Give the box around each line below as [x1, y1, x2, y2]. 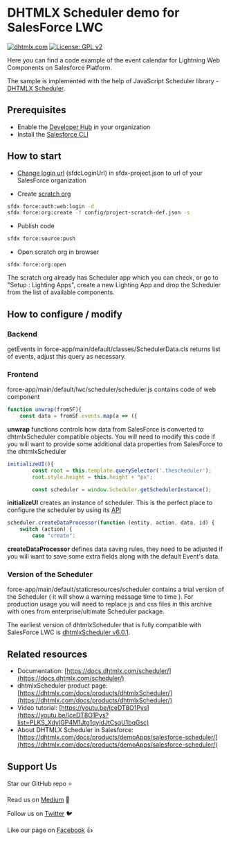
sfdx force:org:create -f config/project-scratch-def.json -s [7, 210, 190, 216]
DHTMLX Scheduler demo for [7, 5, 180, 21]
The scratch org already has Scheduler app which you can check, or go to [7, 273, 219, 282]
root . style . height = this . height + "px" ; [32, 473, 154, 480]
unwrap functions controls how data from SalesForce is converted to [7, 425, 204, 433]
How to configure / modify [7, 308, 122, 320]
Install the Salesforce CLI [17, 130, 89, 138]
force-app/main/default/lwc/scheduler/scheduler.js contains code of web [7, 385, 216, 393]
